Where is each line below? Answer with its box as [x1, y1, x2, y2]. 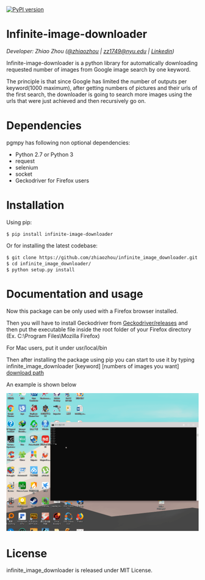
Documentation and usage [6, 287, 143, 301]
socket [15, 170, 32, 178]
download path [6, 369, 45, 376]
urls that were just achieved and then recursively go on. [6, 97, 146, 104]
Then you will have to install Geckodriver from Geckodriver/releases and [6, 319, 188, 326]
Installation [6, 198, 65, 213]
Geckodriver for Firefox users [15, 176, 90, 184]
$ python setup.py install [6, 266, 75, 273]
